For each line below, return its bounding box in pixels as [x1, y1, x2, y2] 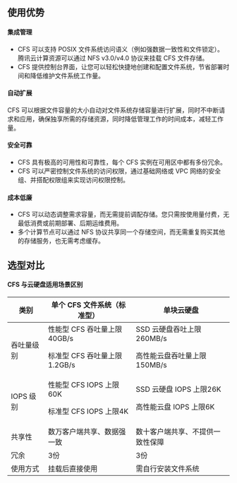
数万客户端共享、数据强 [48, 427, 126, 436]
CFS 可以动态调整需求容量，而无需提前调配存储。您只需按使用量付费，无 [17, 210, 230, 219]
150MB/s [135, 359, 167, 369]
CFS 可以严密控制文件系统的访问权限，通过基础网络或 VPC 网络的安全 [17, 167, 221, 175]
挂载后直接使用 [48, 463, 98, 473]
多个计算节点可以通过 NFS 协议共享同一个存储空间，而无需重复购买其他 [17, 228, 226, 237]
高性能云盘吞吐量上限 [135, 350, 207, 360]
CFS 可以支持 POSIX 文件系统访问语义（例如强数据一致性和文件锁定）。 [17, 44, 224, 53]
